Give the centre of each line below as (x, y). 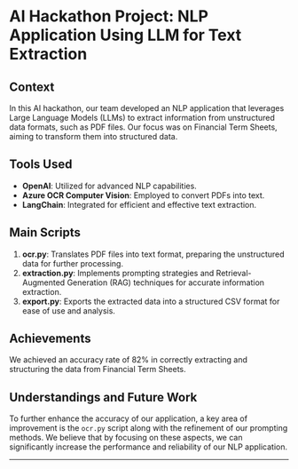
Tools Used (41, 165)
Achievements (50, 339)
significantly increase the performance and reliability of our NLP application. (149, 447)
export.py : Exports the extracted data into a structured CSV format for (151, 301)
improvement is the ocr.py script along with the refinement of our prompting (149, 428)
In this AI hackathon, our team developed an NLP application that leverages (147, 108)
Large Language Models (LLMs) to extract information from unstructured (142, 118)
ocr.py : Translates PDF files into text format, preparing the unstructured (153, 254)
